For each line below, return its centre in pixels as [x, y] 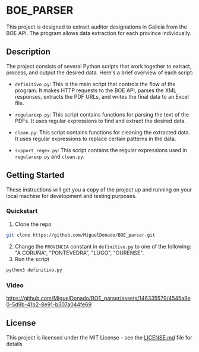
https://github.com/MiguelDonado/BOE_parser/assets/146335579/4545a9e [99, 298]
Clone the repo [33, 224]
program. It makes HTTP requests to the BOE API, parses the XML [96, 90]
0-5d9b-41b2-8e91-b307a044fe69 [49, 304]
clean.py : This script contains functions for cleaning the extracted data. [102, 132]
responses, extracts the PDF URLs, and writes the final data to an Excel [102, 96]
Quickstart [22, 211]
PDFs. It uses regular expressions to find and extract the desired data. [100, 121]
